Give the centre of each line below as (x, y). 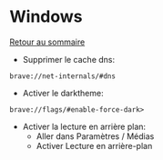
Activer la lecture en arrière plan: (84, 126)
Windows (46, 17)
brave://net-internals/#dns (63, 76)
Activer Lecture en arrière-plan (94, 145)
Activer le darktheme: (63, 93)
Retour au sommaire (47, 42)
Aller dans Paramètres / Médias (95, 136)
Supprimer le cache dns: (69, 59)
